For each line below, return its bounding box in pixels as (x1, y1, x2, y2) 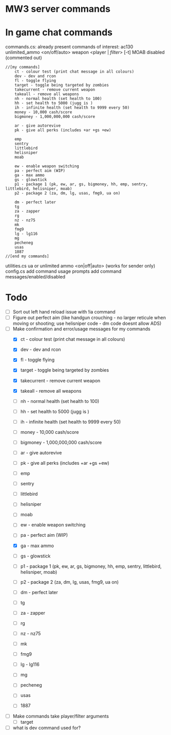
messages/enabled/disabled (5, 274, 66, 280)
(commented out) (5, 55, 42, 61)
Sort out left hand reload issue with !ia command (12, 309, 116, 315)
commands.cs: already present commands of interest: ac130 (5, 44, 134, 50)
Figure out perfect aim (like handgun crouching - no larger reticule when (12, 314, 166, 321)
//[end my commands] (5, 254, 50, 259)
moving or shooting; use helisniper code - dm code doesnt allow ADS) (12, 320, 162, 327)
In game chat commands (5, 27, 113, 39)
